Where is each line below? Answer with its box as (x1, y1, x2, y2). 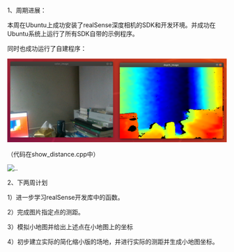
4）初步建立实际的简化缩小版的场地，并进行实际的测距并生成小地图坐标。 (7, 237, 219, 246)
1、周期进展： (7, 6, 47, 14)
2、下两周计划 (7, 178, 48, 187)
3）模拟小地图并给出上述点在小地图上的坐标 (7, 223, 134, 231)
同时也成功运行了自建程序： (7, 45, 87, 52)
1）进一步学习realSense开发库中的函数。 (7, 194, 124, 202)
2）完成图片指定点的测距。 (7, 208, 85, 216)
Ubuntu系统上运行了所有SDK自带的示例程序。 (7, 30, 139, 38)
